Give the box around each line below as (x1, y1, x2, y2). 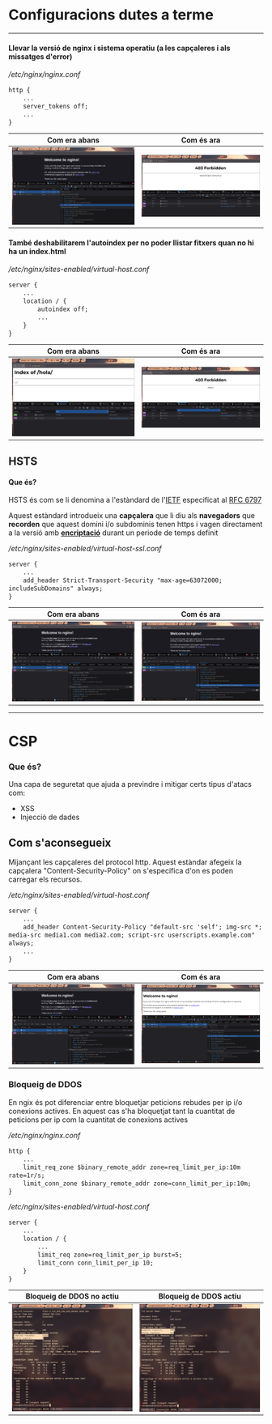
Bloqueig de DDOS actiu (158, 1291, 241, 1301)
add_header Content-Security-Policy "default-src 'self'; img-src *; (23, 923, 263, 932)
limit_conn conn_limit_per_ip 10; (37, 1259, 154, 1267)
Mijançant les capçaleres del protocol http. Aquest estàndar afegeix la (8, 857, 242, 867)
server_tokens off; (23, 103, 89, 111)
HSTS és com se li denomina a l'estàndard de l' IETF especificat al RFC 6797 (8, 495, 262, 505)
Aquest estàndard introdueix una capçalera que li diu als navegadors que (8, 511, 255, 521)
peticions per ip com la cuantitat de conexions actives (8, 1115, 189, 1124)
